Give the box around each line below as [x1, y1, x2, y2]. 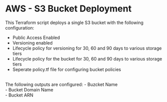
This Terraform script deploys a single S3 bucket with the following [5, 19, 144, 25]
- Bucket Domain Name [5, 86, 54, 92]
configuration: [5, 24, 34, 30]
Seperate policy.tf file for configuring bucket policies [12, 66, 121, 72]
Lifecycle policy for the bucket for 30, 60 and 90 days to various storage [12, 55, 162, 61]
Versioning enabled [12, 39, 53, 45]
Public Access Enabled [12, 34, 60, 40]
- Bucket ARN [5, 92, 34, 98]
